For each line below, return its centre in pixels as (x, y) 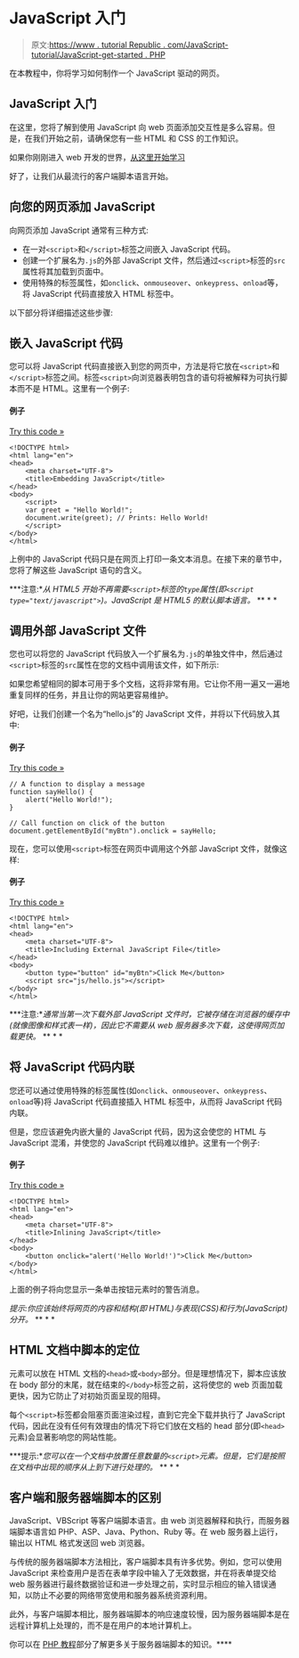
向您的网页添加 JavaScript (82, 207)
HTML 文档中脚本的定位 (75, 1350)
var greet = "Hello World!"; (79, 510)
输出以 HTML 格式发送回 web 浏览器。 (79, 1543)
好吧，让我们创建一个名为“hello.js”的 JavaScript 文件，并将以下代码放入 (141, 714)
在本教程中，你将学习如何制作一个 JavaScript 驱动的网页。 (117, 73)
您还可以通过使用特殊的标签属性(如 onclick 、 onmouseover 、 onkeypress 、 (141, 1090)
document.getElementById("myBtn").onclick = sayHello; (113, 831)
